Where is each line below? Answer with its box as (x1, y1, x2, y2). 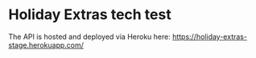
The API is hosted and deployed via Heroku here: (8, 32, 171, 41)
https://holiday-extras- (171, 32, 248, 41)
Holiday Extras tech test (8, 6, 171, 24)
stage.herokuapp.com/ (8, 40, 85, 49)
